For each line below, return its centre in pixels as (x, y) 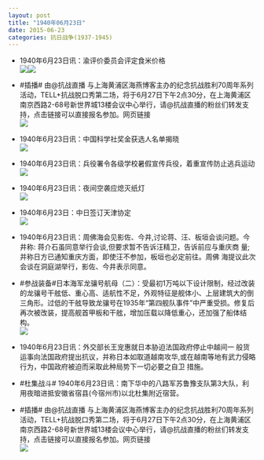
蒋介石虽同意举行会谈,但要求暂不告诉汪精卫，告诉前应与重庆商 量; (143, 247)
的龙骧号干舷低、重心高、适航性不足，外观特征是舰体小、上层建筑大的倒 (136, 293)
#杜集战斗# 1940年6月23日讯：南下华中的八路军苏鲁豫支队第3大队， (131, 383)
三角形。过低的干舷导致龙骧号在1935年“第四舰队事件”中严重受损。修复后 (137, 303)
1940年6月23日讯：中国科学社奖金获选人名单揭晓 (99, 139)
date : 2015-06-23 (37, 30)
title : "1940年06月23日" (47, 23)
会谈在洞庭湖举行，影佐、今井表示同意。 (85, 267)
